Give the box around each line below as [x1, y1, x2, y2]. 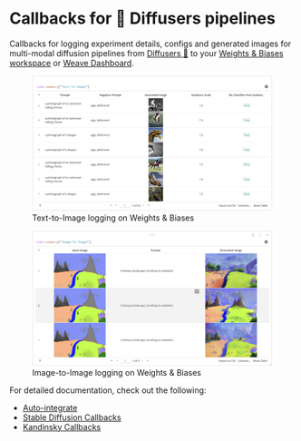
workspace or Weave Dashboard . [9, 57, 134, 68]
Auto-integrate [22, 402, 78, 413]
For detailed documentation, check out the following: [9, 385, 207, 396]
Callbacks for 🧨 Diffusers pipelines [9, 8, 277, 29]
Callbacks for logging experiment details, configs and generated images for [9, 38, 292, 49]
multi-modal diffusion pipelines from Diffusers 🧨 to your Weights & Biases [9, 47, 284, 58]
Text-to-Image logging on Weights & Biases [32, 212, 195, 223]
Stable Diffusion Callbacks [22, 412, 121, 423]
